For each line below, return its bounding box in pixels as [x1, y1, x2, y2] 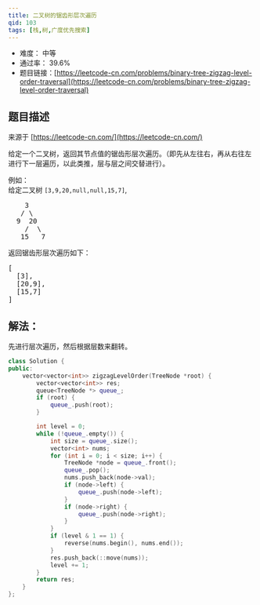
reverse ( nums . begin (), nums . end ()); [63, 539, 184, 547]
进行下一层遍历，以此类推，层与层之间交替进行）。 [8, 159, 170, 169]
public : [8, 364, 34, 373]
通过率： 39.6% [19, 58, 70, 67]
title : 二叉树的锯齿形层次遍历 [8, 11, 97, 20]
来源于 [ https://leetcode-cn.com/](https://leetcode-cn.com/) [8, 133, 203, 142]
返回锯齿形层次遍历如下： [8, 248, 91, 257]
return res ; [36, 576, 76, 584]
